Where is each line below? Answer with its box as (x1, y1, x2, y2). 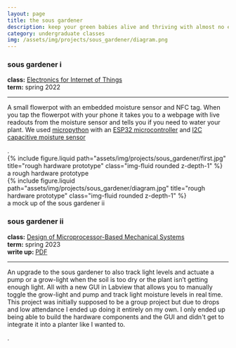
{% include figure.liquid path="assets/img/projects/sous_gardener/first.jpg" (7, 154, 226, 162)
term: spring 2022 (7, 83, 61, 91)
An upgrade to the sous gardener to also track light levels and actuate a (7, 268, 214, 276)
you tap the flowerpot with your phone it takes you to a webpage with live (7, 110, 220, 120)
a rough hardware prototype (7, 169, 89, 178)
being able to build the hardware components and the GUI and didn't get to (7, 312, 225, 321)
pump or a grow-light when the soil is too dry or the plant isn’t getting (7, 275, 209, 283)
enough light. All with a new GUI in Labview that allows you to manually (7, 283, 213, 291)
